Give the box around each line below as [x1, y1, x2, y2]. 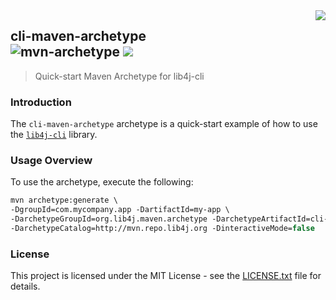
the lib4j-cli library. [10, 129, 98, 141]
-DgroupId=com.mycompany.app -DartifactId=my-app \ [10, 205, 230, 215]
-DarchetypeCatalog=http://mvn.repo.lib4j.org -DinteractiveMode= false [10, 224, 315, 234]
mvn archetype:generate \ [10, 195, 118, 206]
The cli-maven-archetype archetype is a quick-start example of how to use [10, 118, 318, 130]
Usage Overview [10, 154, 93, 168]
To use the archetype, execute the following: [10, 176, 194, 188]
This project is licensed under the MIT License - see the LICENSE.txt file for [10, 270, 322, 282]
